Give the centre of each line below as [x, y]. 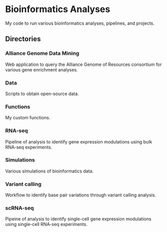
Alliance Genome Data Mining [42, 53]
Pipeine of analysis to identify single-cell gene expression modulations [78, 219]
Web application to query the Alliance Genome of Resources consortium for [83, 64]
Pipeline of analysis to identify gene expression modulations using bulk [79, 141]
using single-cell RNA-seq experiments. [47, 224]
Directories [23, 39]
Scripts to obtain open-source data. [42, 94]
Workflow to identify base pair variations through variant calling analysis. [81, 195]
